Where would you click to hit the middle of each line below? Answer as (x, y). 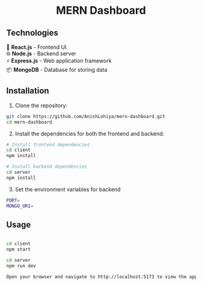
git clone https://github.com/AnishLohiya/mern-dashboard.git (86, 116)
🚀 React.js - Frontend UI (36, 47)
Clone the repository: (41, 105)
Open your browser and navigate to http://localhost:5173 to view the (96, 277)
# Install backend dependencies (47, 167)
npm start (19, 250)
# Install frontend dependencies (48, 145)
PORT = (13, 200)
